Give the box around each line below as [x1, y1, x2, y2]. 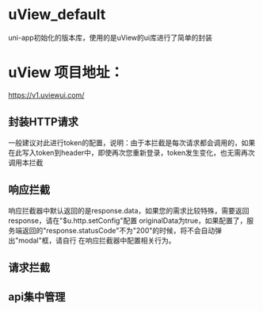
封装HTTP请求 [8, 115, 79, 129]
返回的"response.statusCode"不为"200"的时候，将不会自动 [21, 225, 215, 235]
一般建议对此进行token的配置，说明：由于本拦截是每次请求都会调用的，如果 [8, 137, 256, 148]
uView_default [8, 6, 106, 24]
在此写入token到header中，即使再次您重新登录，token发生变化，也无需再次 [8, 148, 255, 157]
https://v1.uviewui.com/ [8, 90, 85, 100]
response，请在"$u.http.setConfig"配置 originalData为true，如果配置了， [8, 216, 247, 225]
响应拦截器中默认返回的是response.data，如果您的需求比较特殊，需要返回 [8, 205, 250, 215]
